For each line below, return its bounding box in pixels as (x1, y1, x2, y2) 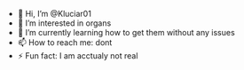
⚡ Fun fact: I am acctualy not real (17, 51, 138, 61)
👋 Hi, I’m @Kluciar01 (17, 9, 91, 19)
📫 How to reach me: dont (17, 37, 113, 48)
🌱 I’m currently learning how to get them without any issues (17, 27, 235, 37)
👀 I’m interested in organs (17, 18, 112, 28)
